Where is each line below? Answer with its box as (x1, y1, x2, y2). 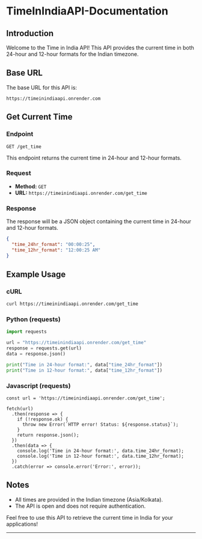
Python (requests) (6, 315, 61, 324)
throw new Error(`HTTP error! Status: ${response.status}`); (22, 422, 179, 428)
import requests (6, 329, 47, 335)
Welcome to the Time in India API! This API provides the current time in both (6, 44, 194, 51)
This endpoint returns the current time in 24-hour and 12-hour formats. (6, 154, 182, 161)
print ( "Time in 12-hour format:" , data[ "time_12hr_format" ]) (6, 367, 163, 374)
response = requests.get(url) (6, 345, 82, 351)
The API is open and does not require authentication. (14, 502, 146, 510)
